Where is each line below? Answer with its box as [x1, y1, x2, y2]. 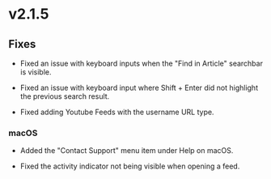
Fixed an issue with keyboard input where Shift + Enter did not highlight [19, 83, 259, 92]
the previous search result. [19, 92, 110, 101]
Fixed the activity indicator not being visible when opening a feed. [19, 161, 240, 171]
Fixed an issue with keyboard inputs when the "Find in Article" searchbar [19, 58, 263, 68]
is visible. [19, 67, 52, 77]
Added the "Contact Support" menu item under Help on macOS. [19, 146, 234, 156]
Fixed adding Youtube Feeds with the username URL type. [19, 107, 214, 117]
